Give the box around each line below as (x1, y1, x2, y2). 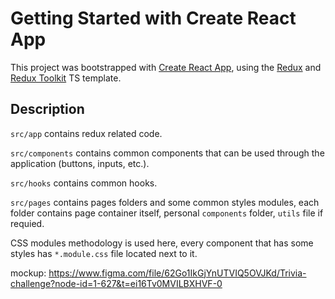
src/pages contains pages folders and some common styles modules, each (10, 196, 320, 208)
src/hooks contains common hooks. (10, 177, 158, 189)
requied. (10, 217, 45, 229)
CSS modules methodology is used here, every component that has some (10, 237, 314, 249)
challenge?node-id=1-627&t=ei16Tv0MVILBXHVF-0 (10, 277, 223, 289)
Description (10, 101, 85, 118)
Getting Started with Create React (10, 7, 297, 30)
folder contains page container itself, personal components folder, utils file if (10, 207, 324, 219)
